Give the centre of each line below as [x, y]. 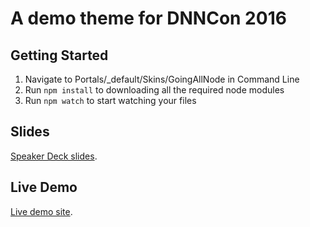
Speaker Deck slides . [54, 156]
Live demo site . [41, 211]
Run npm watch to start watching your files [110, 100]
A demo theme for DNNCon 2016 [148, 18]
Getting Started [59, 55]
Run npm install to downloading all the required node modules [154, 90]
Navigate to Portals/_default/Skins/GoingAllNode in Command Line [162, 79]
